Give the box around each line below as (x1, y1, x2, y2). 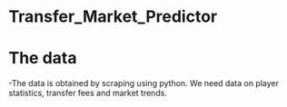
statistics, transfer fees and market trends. (8, 88, 167, 99)
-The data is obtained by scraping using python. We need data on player (8, 78, 279, 89)
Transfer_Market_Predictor (8, 6, 218, 27)
